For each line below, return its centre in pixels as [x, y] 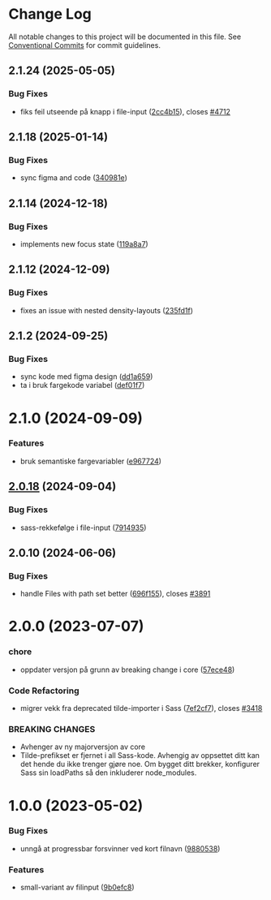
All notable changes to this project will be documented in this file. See [125, 37]
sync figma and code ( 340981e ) [73, 178]
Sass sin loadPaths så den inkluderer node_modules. [108, 773]
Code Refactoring [44, 691]
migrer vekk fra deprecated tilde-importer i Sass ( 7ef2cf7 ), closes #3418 [141, 708]
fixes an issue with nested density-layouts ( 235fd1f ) [106, 310]
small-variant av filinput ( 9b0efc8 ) [77, 887]
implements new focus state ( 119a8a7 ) [84, 244]
